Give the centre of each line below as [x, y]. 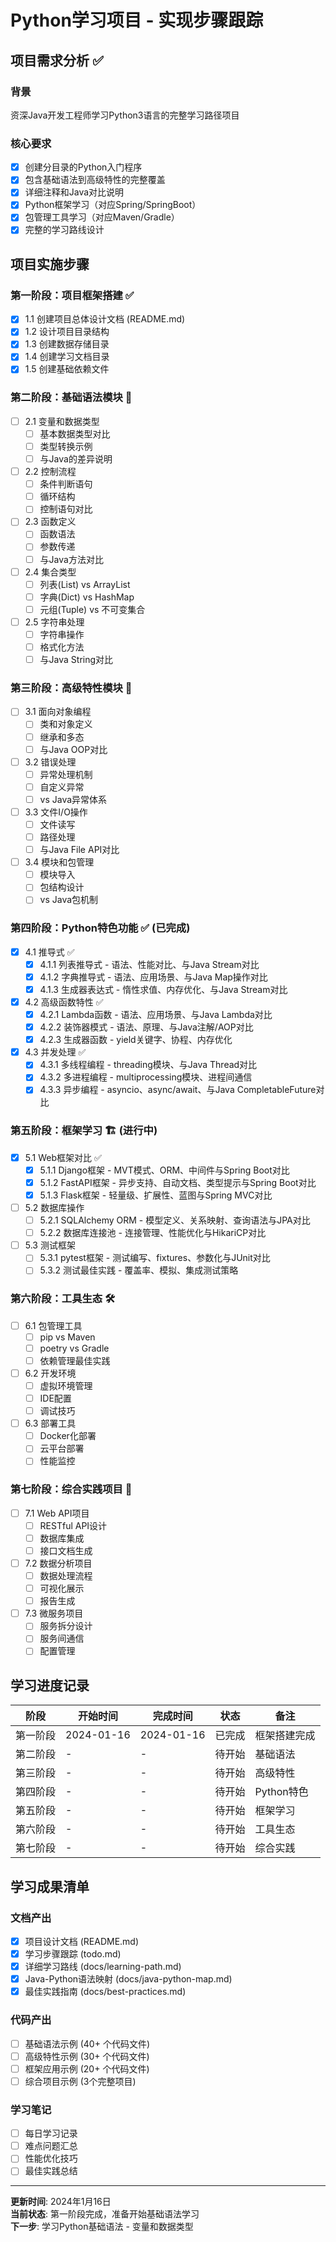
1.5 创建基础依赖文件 [67, 369]
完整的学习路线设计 [64, 230]
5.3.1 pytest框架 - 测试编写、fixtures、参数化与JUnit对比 [155, 1258]
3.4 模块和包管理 [59, 862]
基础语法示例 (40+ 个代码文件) [87, 2043]
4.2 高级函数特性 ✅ [64, 1002]
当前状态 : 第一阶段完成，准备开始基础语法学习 [105, 2214]
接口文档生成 [66, 1550]
